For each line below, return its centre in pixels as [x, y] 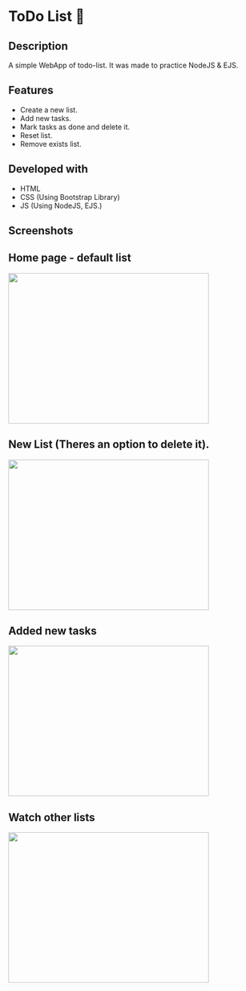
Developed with [48, 169]
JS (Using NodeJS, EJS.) [61, 205]
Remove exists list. [50, 144]
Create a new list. [48, 110]
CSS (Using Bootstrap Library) [70, 197]
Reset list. [36, 135]
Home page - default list [70, 258]
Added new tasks [53, 631]
